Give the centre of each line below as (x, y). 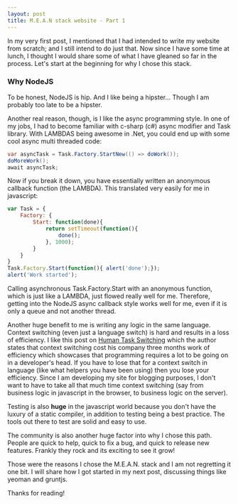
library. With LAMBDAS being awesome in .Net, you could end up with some (119, 133)
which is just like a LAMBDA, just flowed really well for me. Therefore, (109, 296)
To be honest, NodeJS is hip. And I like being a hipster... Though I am (108, 97)
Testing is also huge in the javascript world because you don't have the (112, 407)
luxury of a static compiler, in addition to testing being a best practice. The (116, 414)
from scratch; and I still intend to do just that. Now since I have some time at (118, 48)
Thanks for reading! (36, 493)
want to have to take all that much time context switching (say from (106, 385)
